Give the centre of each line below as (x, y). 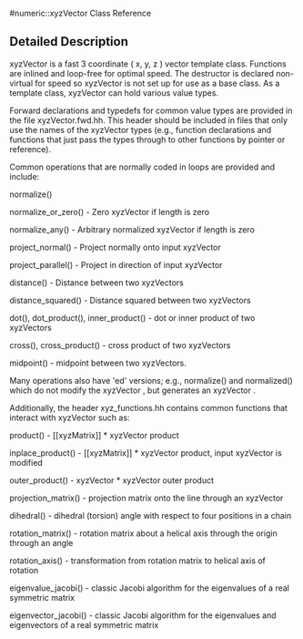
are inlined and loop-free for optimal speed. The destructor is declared (142, 73)
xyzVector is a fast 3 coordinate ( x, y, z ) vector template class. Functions (148, 64)
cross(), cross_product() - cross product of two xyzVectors (120, 345)
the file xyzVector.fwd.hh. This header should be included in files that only (149, 120)
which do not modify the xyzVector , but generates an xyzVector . (133, 390)
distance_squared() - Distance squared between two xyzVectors (131, 300)
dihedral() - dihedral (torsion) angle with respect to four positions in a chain (151, 515)
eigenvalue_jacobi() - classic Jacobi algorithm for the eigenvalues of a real (149, 588)
